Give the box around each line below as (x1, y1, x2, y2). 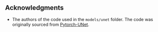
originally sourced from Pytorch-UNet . (12, 21, 89, 27)
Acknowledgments (5, 4, 64, 12)
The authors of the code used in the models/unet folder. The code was (12, 16, 154, 22)
